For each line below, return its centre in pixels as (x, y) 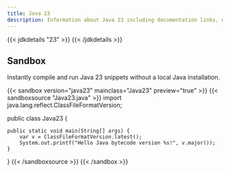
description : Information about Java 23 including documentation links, (113, 20)
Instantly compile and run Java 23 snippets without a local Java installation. (114, 77)
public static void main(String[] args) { (68, 131)
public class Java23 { (37, 119)
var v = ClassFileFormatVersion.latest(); (81, 137)
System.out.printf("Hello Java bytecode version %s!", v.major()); (117, 143)
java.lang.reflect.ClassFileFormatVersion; (65, 105)
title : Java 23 (29, 13)
